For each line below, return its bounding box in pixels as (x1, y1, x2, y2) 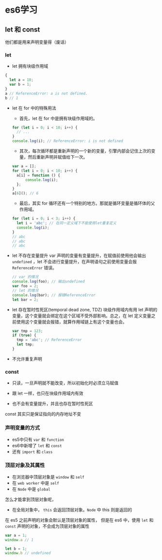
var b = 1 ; (9, 82, 32, 87)
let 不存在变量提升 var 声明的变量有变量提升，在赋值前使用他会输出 (12, 253, 146, 258)
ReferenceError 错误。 (12, 265, 57, 271)
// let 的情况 (12, 288, 39, 293)
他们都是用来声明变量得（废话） (5, 39, 69, 45)
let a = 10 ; (9, 77, 34, 83)
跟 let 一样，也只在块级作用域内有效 (12, 390, 83, 397)
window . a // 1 (5, 537, 34, 542)
